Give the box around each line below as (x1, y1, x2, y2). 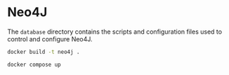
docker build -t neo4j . (7, 48, 80, 55)
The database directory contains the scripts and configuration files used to (7, 27, 223, 36)
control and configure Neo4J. (7, 34, 93, 43)
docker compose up (7, 61, 61, 68)
